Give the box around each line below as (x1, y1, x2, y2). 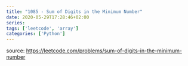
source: (6, 47, 25, 54)
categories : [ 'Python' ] (6, 31, 66, 37)
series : (6, 20, 26, 26)
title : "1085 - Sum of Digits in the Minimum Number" (6, 8, 143, 15)
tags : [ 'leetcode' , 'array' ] (6, 25, 79, 32)
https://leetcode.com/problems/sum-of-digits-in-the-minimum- (26, 47, 182, 54)
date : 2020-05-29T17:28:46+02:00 (6, 14, 90, 20)
